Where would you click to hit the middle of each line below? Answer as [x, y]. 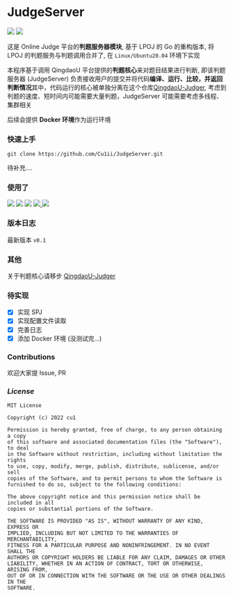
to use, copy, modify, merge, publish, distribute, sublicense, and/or [113, 466]
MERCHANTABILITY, [32, 539]
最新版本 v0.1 [27, 240]
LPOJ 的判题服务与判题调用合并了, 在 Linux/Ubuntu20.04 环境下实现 [104, 55]
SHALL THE [22, 552]
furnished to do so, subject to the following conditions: [95, 485]
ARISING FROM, [28, 570]
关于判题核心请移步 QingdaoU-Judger [62, 276]
